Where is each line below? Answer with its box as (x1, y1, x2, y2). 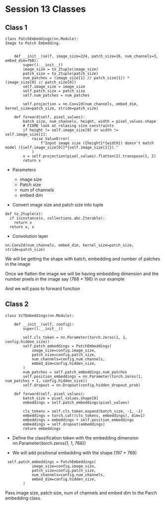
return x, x (9, 224, 35, 229)
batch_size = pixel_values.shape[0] (23, 396, 99, 401)
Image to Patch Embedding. (5, 41, 61, 46)
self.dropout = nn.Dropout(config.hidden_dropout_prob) (23, 382, 141, 388)
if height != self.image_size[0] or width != (23, 128, 119, 133)
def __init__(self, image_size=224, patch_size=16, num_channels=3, (14, 54, 159, 59)
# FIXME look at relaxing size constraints (23, 123, 114, 128)
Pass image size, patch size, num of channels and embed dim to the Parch (5, 490, 157, 496)
